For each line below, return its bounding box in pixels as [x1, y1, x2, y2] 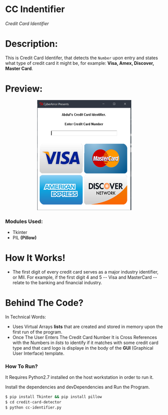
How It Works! [5, 253, 66, 264]
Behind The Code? [5, 297, 84, 309]
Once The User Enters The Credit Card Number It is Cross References [12, 334, 157, 340]
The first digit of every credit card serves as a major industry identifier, [12, 269, 159, 275]
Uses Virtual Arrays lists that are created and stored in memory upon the [12, 323, 163, 329]
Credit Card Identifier [5, 20, 49, 26]
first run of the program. [12, 328, 63, 335]
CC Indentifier [5, 4, 65, 15]
